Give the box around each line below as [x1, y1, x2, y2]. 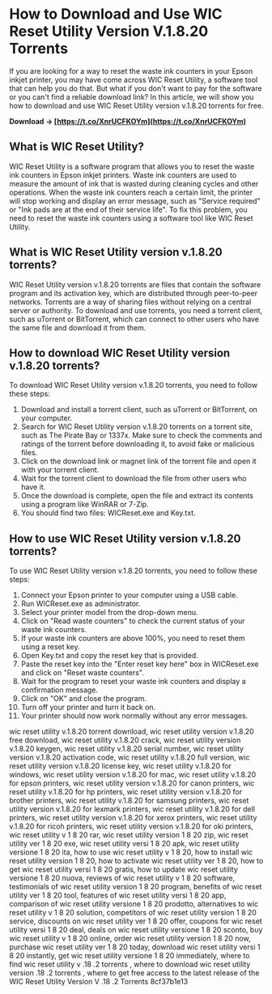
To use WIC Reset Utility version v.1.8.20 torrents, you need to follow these [9, 566, 257, 576]
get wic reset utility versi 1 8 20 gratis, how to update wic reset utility [9, 865, 238, 875]
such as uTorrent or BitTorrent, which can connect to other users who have [9, 314, 260, 324]
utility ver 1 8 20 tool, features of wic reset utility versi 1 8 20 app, [9, 890, 227, 901]
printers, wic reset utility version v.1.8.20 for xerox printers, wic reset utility [9, 813, 257, 823]
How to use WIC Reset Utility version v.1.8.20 [9, 531, 241, 545]
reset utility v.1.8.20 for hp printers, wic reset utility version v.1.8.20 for [9, 787, 242, 797]
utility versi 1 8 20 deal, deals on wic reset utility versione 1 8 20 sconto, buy [9, 925, 263, 935]
